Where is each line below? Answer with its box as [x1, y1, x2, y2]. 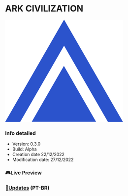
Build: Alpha [12, 146, 37, 152]
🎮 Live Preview [5, 169, 42, 176]
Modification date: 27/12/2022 [12, 157, 74, 163]
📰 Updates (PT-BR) [5, 185, 50, 192]
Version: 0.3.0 [12, 141, 41, 147]
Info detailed [5, 129, 36, 136]
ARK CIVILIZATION [5, 3, 84, 14]
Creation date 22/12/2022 [12, 152, 65, 157]
